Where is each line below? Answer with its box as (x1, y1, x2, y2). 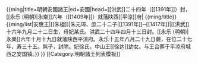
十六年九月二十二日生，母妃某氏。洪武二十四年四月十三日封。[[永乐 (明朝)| (6, 28, 189, 35)
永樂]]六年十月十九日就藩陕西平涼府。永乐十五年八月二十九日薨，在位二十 (6, 36, 187, 42)
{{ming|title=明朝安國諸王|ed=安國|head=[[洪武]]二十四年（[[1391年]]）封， (6, 6, 191, 12)
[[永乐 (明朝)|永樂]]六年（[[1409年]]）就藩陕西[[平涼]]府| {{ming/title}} (6, 13, 177, 20)
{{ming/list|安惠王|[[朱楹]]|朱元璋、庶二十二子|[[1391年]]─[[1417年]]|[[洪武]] (6, 21, 189, 27)
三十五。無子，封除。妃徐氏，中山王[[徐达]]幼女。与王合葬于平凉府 (21, 43, 186, 50)
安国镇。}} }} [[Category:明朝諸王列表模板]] (16, 51, 121, 57)
